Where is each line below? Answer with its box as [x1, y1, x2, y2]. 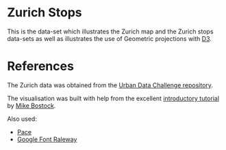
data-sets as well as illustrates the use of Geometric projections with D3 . [7, 34, 212, 42]
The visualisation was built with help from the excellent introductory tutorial [7, 94, 220, 102]
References [7, 59, 74, 74]
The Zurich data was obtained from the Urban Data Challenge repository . [7, 80, 214, 89]
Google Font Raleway [16, 135, 77, 143]
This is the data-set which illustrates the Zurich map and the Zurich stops [7, 27, 214, 35]
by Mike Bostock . [7, 101, 56, 110]
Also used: [7, 115, 38, 123]
